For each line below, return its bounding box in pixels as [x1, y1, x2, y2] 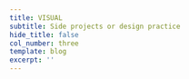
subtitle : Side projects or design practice [9, 22, 181, 31]
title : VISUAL [9, 13, 64, 23]
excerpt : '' [9, 55, 55, 64]
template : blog [9, 47, 67, 56]
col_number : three [9, 38, 79, 48]
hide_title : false [9, 30, 79, 39]
